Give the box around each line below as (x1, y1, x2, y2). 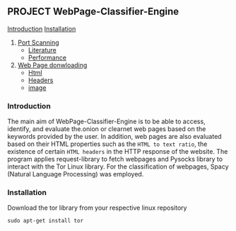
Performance (28, 53, 67, 62)
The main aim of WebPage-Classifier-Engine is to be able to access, (7, 117, 206, 126)
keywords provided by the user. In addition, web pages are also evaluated (7, 133, 222, 141)
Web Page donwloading (17, 60, 88, 69)
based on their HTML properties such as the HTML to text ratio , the (7, 140, 208, 148)
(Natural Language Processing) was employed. (7, 170, 144, 179)
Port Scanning (17, 38, 59, 47)
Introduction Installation (7, 24, 76, 33)
